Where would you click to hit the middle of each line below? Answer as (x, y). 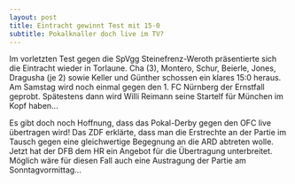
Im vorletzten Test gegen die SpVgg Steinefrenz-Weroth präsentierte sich (143, 59)
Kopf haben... (34, 106)
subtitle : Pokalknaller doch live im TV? (87, 34)
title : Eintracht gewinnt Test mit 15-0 (85, 26)
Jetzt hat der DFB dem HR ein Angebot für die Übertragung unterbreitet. (141, 151)
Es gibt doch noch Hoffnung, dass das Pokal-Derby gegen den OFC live (140, 123)
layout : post (33, 17)
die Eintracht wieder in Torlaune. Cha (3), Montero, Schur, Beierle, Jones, (143, 68)
